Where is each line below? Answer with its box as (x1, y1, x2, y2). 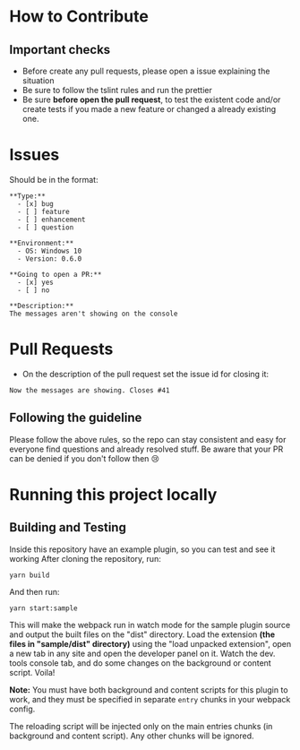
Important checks (9, 42, 111, 57)
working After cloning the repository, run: (9, 553, 161, 564)
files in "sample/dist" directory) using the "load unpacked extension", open (9, 638, 292, 649)
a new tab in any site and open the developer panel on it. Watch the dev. (9, 648, 276, 659)
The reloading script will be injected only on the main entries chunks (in (9, 720, 273, 731)
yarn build (9, 571, 50, 580)
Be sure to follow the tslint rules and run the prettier (21, 85, 213, 95)
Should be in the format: (9, 174, 99, 185)
